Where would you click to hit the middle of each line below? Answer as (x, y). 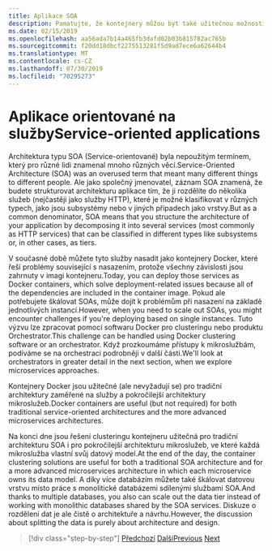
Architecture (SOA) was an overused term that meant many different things (133, 173)
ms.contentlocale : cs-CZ (50, 62)
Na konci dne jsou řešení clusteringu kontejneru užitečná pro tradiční (123, 436)
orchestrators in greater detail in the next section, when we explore (120, 361)
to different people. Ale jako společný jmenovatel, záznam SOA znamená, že (136, 182)
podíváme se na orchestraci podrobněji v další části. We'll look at (116, 353)
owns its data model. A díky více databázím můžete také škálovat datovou (132, 479)
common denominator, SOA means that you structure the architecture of (129, 217)
